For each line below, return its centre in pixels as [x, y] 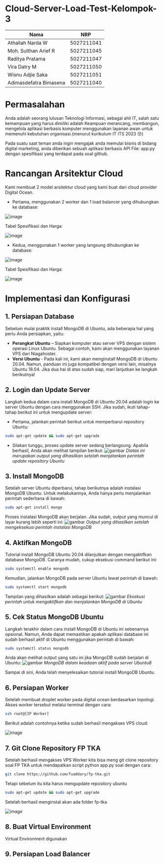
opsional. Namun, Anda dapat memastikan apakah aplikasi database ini [77, 634]
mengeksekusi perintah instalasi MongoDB [48, 527]
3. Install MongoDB [35, 476]
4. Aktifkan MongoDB [38, 543]
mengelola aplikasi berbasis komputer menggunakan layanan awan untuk [79, 129]
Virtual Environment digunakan [36, 838]
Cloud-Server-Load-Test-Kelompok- [81, 9]
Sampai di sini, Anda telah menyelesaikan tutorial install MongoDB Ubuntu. [80, 672]
